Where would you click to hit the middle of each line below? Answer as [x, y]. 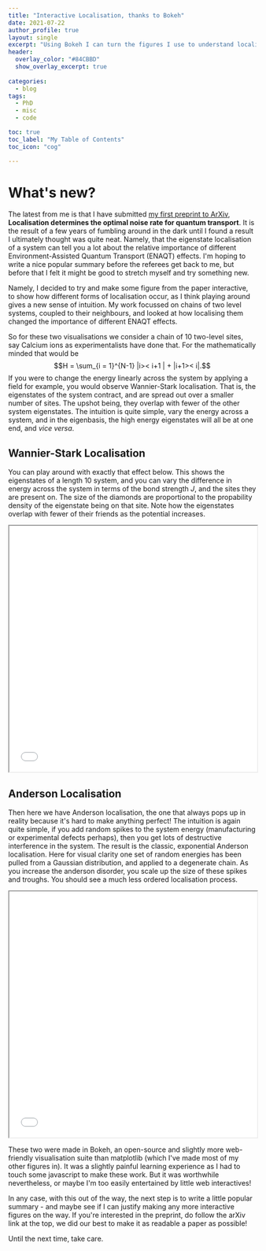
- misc [26, 111]
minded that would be [43, 353]
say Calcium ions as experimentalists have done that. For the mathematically [132, 345]
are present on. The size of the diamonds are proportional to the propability [130, 498]
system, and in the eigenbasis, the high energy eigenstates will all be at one [131, 420]
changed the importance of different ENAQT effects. [93, 322]
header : [21, 52]
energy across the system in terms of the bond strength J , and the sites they [132, 489]
